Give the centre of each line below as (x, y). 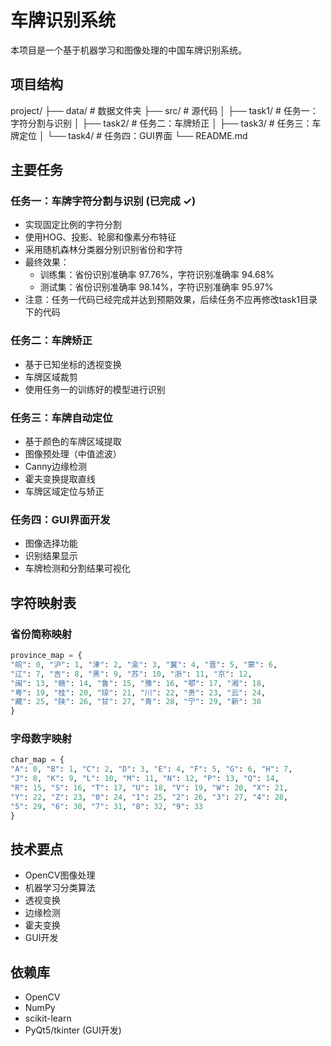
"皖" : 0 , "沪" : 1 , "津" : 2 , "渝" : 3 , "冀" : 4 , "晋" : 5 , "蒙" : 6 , (144, 664)
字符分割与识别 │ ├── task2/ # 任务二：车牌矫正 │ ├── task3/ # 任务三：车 (166, 123)
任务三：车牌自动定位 (61, 418)
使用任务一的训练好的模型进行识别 (95, 389)
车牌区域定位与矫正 (64, 492)
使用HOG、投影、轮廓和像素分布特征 (100, 237)
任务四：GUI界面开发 (60, 519)
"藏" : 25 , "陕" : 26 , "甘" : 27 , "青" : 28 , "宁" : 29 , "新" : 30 (136, 702)
